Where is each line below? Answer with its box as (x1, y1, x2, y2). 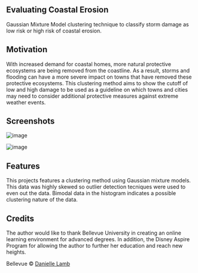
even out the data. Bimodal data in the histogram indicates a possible (6, 190, 176, 197)
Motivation (6, 44, 48, 55)
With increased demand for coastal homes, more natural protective (6, 60, 172, 68)
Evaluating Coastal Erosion (6, 5, 109, 15)
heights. (6, 248, 26, 256)
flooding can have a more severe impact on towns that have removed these (6, 73, 192, 80)
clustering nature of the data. (6, 196, 78, 203)
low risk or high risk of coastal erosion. (6, 27, 102, 34)
